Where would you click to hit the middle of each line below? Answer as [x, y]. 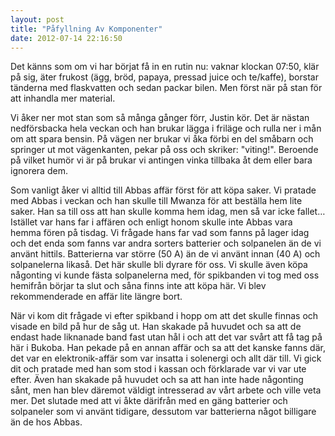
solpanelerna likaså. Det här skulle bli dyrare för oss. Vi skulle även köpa [159, 265]
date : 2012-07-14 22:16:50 [66, 38]
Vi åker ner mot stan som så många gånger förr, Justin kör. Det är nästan [160, 118]
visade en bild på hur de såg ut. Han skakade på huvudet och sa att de [156, 327]
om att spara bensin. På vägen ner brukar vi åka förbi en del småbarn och [162, 139]
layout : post [37, 19]
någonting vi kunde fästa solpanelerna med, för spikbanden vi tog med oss [165, 275]
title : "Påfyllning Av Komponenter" [86, 29]
